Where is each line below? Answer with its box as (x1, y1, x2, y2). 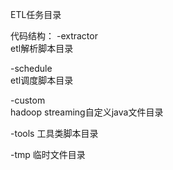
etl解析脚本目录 (10, 43, 74, 54)
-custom (10, 94, 46, 106)
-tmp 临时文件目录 (10, 149, 86, 160)
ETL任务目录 (10, 9, 62, 20)
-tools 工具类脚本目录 (10, 128, 99, 139)
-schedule (10, 63, 53, 74)
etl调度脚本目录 (10, 74, 74, 86)
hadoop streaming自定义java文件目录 (10, 106, 164, 118)
